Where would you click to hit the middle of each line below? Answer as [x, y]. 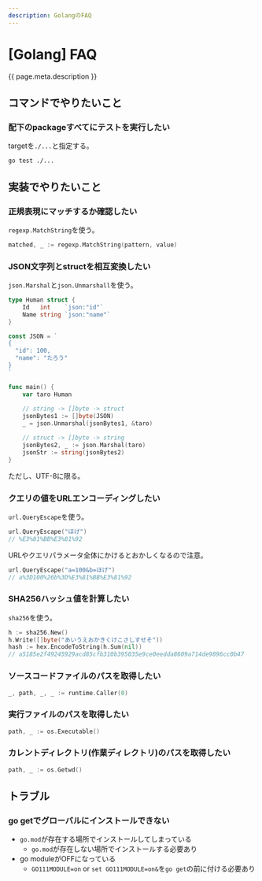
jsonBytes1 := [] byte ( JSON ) [68, 416]
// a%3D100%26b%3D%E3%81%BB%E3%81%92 [70, 577]
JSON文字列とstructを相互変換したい [79, 266]
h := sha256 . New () [38, 632]
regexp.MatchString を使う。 [54, 230]
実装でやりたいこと [55, 187]
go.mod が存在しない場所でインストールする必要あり [114, 849]
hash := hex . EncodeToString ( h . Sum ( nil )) [76, 647]
